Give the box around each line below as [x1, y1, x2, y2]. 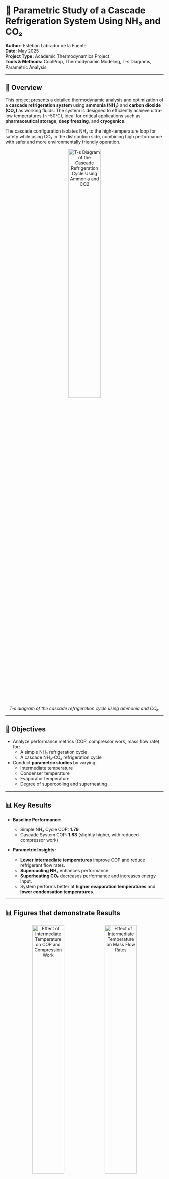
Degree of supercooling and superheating [20, 781, 107, 787]
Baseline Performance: [12, 817, 62, 823]
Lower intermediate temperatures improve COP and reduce [20, 857, 146, 863]
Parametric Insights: [12, 847, 56, 853]
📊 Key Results [5, 801, 52, 809]
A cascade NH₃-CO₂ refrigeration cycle [20, 754, 102, 760]
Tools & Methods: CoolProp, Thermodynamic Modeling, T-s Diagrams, [5, 58, 152, 64]
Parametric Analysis [5, 64, 47, 70]
